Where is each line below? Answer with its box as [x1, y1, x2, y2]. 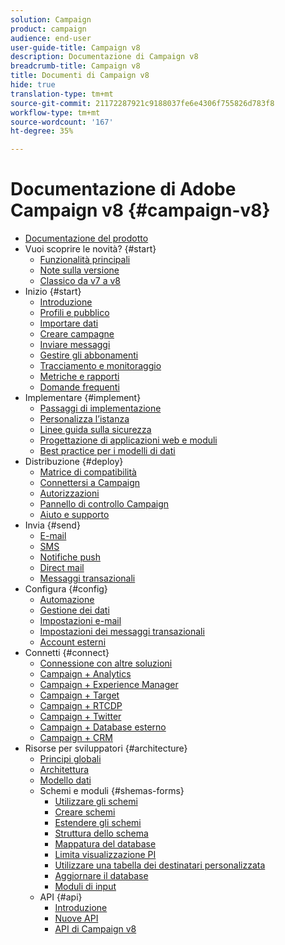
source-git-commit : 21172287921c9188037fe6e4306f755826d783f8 [10, 98, 275, 108]
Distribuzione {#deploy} [24, 456, 124, 468]
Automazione [39, 594, 95, 606]
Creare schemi [54, 806, 116, 818]
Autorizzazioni [39, 487, 100, 500]
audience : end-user [10, 33, 92, 43]
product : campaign [10, 24, 87, 34]
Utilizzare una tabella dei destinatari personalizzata [54, 859, 266, 871]
